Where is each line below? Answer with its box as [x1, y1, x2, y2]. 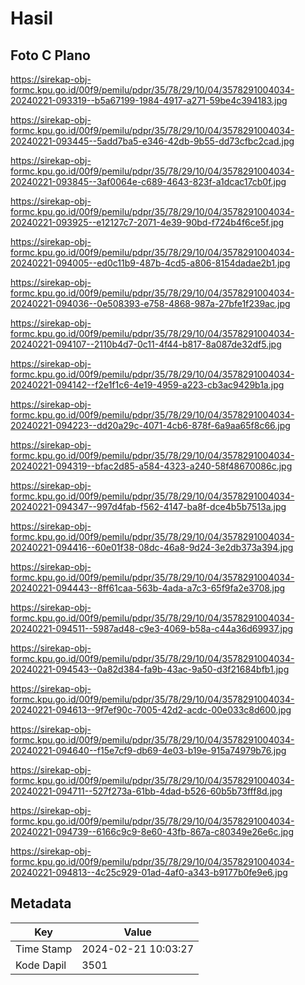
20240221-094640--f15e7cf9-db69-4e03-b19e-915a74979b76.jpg [10, 745, 287, 756]
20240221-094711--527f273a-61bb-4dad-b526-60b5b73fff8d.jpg [10, 785, 283, 797]
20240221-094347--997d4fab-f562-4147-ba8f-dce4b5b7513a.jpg [10, 501, 287, 512]
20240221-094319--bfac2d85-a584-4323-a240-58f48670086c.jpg [10, 460, 293, 472]
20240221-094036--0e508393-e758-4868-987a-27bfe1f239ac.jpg [10, 298, 291, 309]
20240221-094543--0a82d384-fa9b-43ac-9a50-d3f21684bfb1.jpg [10, 663, 290, 675]
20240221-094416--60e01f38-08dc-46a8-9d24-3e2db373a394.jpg [10, 542, 294, 553]
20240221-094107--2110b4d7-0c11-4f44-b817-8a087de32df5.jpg [10, 338, 282, 350]
